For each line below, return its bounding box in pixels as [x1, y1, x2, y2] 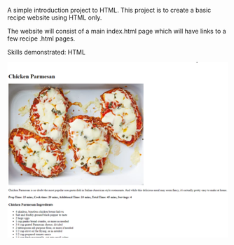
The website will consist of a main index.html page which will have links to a [7, 27, 226, 35]
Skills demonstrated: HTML [7, 48, 86, 56]
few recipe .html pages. [7, 34, 76, 43]
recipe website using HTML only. [7, 13, 102, 22]
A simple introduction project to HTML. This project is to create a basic [7, 6, 212, 14]
